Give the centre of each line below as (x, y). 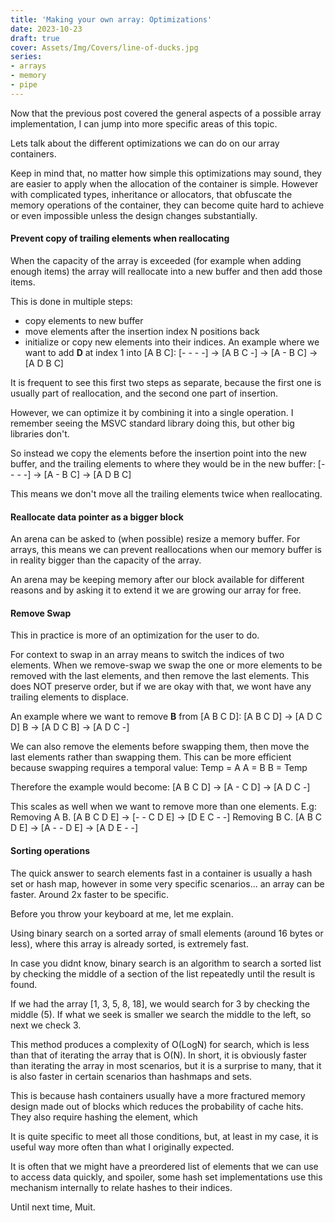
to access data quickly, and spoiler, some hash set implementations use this (166, 1177)
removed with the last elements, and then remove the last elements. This (160, 676)
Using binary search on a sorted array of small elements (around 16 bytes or (167, 933)
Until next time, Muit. (53, 1207)
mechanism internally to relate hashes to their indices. (121, 1187)
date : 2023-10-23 (46, 29)
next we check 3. (46, 1025)
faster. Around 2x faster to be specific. (90, 894)
